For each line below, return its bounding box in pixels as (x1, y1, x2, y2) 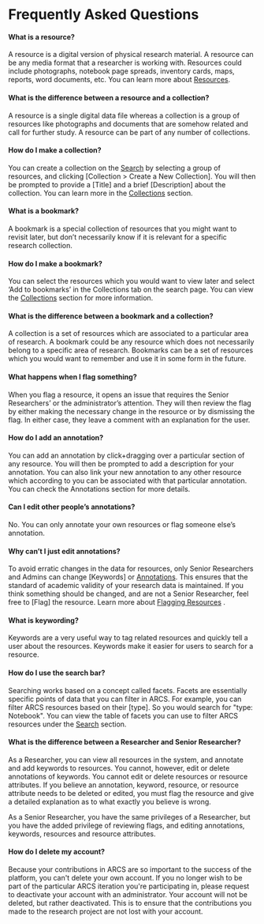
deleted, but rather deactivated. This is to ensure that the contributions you (8, 899, 252, 908)
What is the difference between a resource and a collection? (8, 92, 210, 102)
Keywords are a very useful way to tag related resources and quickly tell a (8, 633, 248, 643)
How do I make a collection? (8, 145, 102, 155)
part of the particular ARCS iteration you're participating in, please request (8, 881, 250, 891)
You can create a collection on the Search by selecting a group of (8, 163, 221, 172)
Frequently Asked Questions (8, 6, 199, 24)
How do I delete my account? (8, 847, 105, 857)
